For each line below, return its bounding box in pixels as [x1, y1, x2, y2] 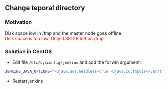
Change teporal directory [5, 4, 85, 12]
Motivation [5, 19, 32, 26]
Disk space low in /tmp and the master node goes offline [5, 30, 121, 36]
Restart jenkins [12, 78, 43, 84]
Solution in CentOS [5, 48, 52, 55]
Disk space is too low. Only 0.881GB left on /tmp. [5, 35, 105, 41]
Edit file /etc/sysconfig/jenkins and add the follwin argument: [12, 59, 141, 65]
